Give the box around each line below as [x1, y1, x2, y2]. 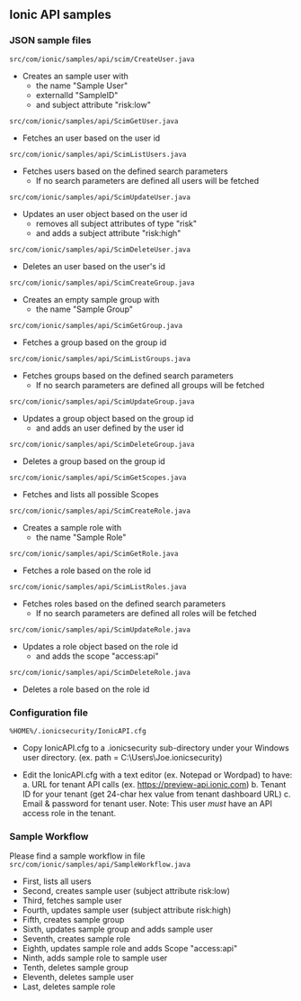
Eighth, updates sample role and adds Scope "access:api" [22, 943, 238, 954]
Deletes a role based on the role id [22, 684, 150, 695]
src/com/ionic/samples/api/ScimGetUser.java [9, 116, 179, 125]
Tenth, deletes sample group [22, 962, 128, 973]
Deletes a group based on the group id [22, 455, 166, 467]
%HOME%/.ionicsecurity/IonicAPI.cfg [9, 726, 146, 735]
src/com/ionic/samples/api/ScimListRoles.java [9, 582, 187, 591]
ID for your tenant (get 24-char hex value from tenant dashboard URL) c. [22, 788, 291, 799]
